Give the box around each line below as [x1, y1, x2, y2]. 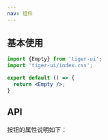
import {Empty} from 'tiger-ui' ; [7, 56, 103, 62]
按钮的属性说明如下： [7, 125, 67, 134]
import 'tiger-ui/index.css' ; [7, 62, 94, 69]
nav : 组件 [7, 10, 33, 17]
